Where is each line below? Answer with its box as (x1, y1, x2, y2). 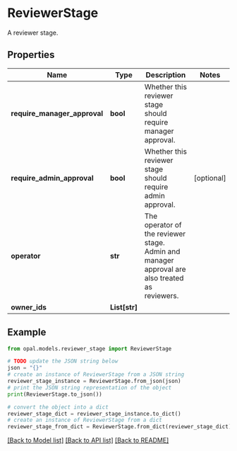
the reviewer (144, 229, 186, 239)
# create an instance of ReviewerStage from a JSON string (7, 371, 185, 378)
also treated (144, 273, 184, 282)
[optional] (193, 173, 226, 183)
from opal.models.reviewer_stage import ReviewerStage (7, 345, 172, 352)
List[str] (109, 302, 138, 312)
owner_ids (11, 302, 47, 312)
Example (7, 326, 47, 338)
